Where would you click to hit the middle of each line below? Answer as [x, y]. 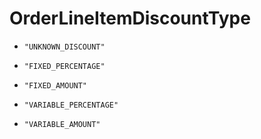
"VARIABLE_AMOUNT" [62, 124]
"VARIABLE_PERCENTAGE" [71, 105]
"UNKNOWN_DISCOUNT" [64, 47]
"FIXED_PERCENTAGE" [64, 66]
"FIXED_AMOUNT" [55, 85]
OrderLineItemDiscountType [130, 18]
